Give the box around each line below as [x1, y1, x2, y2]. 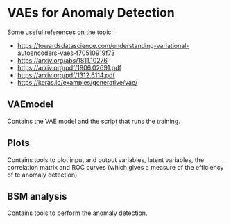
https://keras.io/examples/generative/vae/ [17, 78, 138, 86]
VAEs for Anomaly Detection [7, 5, 175, 21]
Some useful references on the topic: [7, 28, 113, 36]
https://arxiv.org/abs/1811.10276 [17, 56, 108, 64]
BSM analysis [7, 190, 67, 202]
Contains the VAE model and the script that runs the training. [7, 117, 180, 125]
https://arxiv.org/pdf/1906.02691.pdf [17, 63, 121, 72]
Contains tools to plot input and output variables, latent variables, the [7, 155, 205, 164]
